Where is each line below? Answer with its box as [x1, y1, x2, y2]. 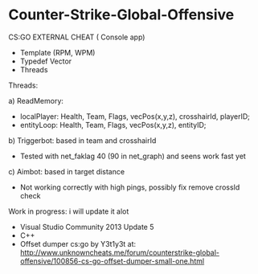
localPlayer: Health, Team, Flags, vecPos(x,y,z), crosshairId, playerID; [19, 111, 251, 121]
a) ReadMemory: [8, 96, 64, 105]
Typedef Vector [19, 56, 72, 66]
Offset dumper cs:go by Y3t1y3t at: [19, 239, 137, 248]
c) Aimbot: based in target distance [8, 166, 125, 176]
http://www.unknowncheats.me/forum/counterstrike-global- [19, 247, 219, 257]
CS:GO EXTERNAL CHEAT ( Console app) [8, 32, 145, 42]
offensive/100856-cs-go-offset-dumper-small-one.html [19, 256, 205, 266]
